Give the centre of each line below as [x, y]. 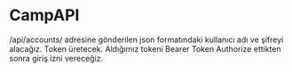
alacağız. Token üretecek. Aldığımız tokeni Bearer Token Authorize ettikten [145, 48]
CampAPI [44, 15]
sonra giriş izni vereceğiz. [56, 58]
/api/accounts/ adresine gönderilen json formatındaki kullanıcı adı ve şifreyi [146, 40]
